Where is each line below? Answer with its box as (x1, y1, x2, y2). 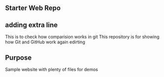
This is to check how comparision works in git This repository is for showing (5, 34, 160, 40)
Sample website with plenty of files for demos (5, 67, 98, 73)
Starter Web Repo (5, 4, 61, 12)
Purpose (5, 53, 32, 62)
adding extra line (5, 21, 58, 29)
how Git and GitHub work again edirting (5, 39, 85, 45)
